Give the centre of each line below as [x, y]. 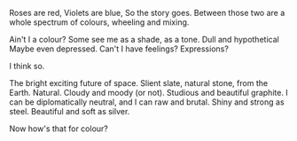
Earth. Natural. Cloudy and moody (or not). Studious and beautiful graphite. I [148, 93]
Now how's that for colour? [59, 129]
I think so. [27, 66]
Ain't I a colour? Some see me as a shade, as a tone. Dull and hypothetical [144, 39]
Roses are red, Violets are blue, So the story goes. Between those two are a [147, 13]
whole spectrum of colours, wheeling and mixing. [99, 22]
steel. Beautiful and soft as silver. [70, 111]
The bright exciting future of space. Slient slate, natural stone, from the [139, 83]
